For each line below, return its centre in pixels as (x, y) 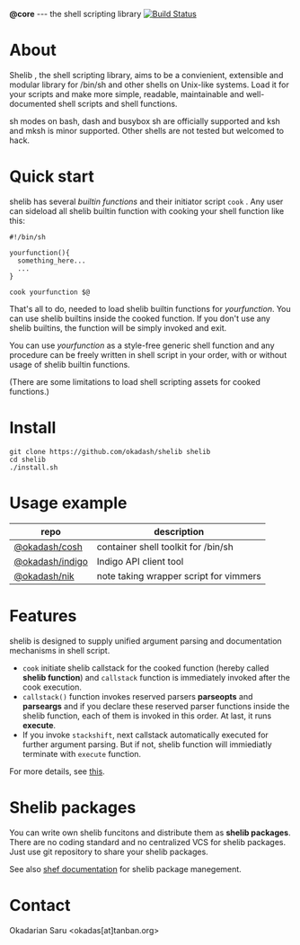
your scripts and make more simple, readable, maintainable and (127, 94)
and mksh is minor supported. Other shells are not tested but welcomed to (147, 130)
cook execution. (52, 687)
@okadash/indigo (51, 561)
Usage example (68, 503)
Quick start (52, 177)
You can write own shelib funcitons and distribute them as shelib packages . (150, 833)
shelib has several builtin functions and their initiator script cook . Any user (146, 201)
